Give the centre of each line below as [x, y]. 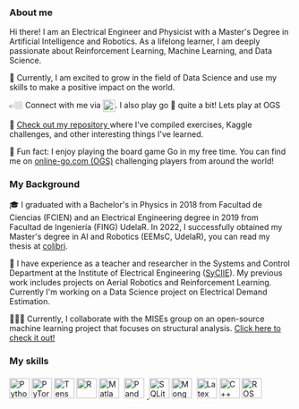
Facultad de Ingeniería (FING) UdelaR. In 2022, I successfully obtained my [146, 226]
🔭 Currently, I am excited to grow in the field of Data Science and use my [143, 78]
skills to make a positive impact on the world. [92, 88]
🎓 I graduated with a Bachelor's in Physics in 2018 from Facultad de [136, 204]
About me [31, 13]
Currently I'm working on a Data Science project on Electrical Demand [138, 292]
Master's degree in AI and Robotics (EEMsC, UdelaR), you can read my [140, 236]
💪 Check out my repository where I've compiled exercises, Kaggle [131, 125]
